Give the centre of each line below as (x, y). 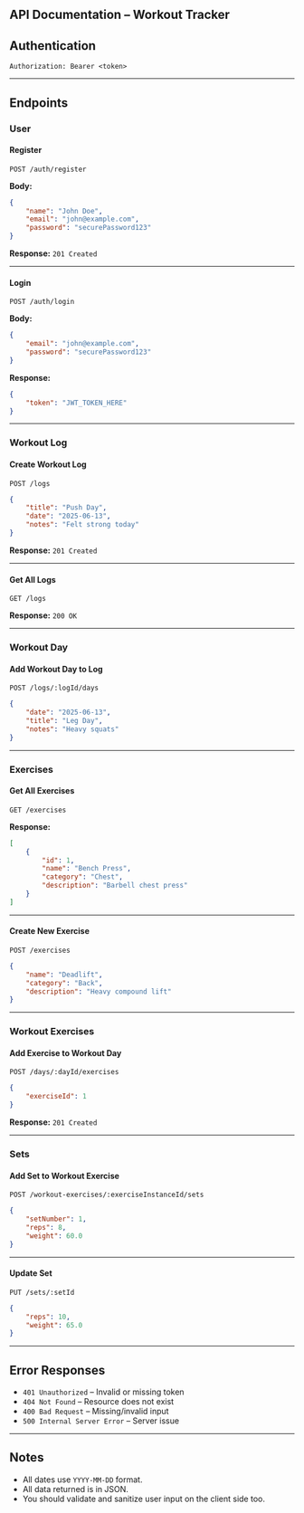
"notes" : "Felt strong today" (83, 525)
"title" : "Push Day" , (66, 508)
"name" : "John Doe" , (64, 211)
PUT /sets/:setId (42, 1292)
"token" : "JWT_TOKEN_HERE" (76, 403)
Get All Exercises (42, 791)
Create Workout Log (48, 464)
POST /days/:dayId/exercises (64, 1072)
